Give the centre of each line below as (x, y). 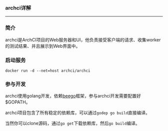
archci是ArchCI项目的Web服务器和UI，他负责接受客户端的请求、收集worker (83, 40)
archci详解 (18, 7)
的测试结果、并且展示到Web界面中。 (43, 46)
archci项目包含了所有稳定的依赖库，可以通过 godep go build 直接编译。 (77, 113)
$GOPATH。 (18, 102)
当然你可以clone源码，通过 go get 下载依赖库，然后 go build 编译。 (72, 124)
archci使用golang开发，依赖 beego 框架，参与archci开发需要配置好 (73, 96)
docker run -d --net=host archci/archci (48, 71)
